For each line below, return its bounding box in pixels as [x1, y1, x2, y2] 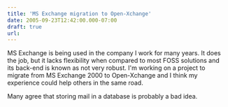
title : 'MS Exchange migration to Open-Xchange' [7, 10, 152, 17]
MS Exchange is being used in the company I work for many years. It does [7, 49, 222, 57]
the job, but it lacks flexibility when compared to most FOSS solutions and [7, 57, 220, 65]
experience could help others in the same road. [7, 78, 143, 87]
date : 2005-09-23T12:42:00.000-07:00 [7, 17, 117, 24]
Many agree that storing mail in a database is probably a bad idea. [7, 92, 198, 101]
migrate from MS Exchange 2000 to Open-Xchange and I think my [7, 71, 198, 80]
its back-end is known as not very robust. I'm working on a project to [7, 64, 206, 72]
